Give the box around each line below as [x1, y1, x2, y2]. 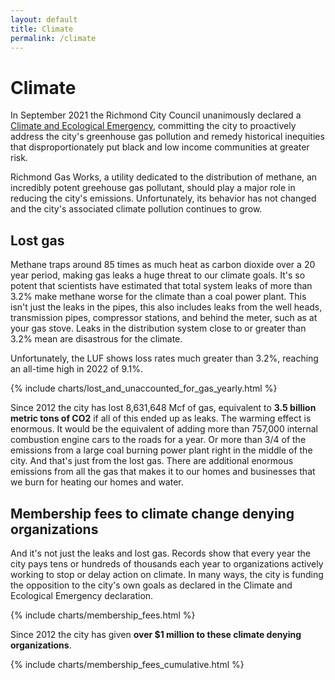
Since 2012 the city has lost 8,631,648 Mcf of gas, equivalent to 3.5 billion [10, 402, 317, 414]
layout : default [10, 14, 78, 25]
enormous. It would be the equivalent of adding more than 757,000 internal [10, 423, 318, 435]
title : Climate [10, 24, 74, 34]
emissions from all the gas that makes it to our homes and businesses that [10, 466, 316, 478]
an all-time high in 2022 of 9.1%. [10, 363, 144, 375]
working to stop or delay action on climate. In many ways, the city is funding [10, 568, 324, 580]
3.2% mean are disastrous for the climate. [10, 333, 183, 345]
